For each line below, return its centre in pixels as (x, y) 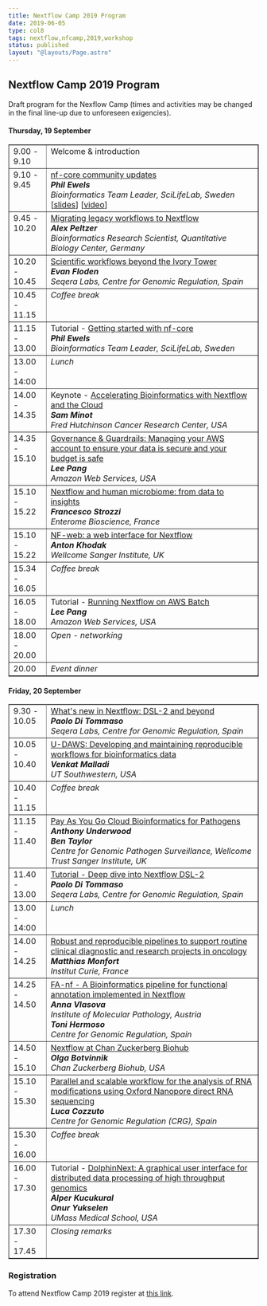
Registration (33, 1276)
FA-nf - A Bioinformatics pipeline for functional (139, 985)
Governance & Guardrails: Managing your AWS (137, 439)
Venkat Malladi (80, 765)
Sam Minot (72, 415)
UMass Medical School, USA (104, 1218)
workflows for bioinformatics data (113, 754)
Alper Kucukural (82, 1198)
